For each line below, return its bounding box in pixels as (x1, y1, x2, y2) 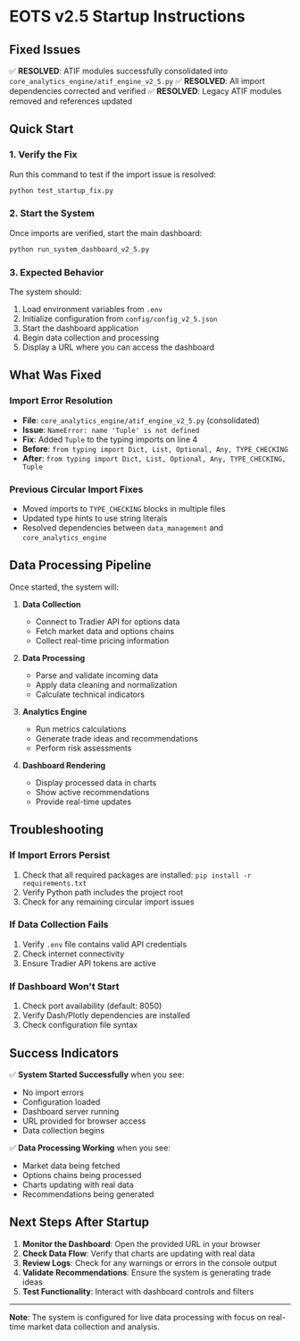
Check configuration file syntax (21, 1020, 138, 1031)
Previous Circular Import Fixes (9, 483, 144, 496)
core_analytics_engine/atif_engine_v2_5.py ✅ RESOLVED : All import (9, 76, 265, 86)
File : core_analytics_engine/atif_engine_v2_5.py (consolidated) (21, 414, 261, 426)
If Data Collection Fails (9, 919, 109, 931)
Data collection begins (21, 1125, 105, 1135)
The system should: (9, 286, 82, 297)
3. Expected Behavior (9, 266, 104, 278)
